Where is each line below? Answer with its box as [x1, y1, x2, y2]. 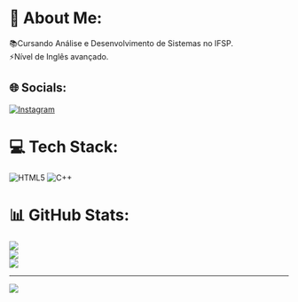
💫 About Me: [9, 8, 103, 28]
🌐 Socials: [9, 80, 67, 96]
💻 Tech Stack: [9, 137, 119, 156]
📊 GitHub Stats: [9, 204, 130, 225]
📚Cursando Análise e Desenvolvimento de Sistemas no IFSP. [9, 37, 233, 48]
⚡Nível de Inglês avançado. [9, 51, 109, 61]
